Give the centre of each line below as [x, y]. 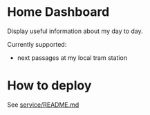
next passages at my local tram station [72, 57]
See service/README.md [43, 105]
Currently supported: [37, 44]
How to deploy [49, 86]
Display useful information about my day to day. [75, 31]
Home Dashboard [58, 12]
